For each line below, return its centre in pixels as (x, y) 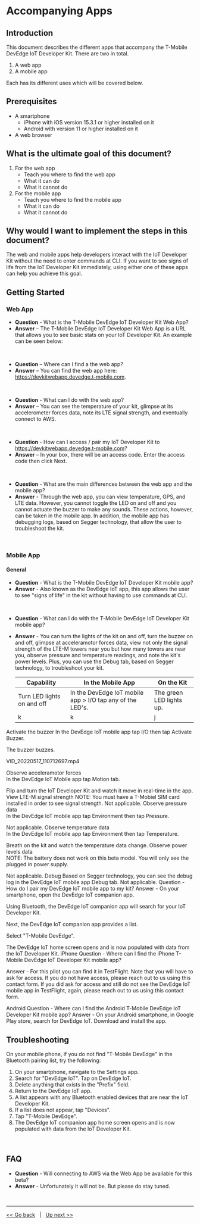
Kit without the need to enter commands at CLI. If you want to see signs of (97, 261)
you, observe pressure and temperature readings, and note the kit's (98, 655)
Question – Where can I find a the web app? (69, 364)
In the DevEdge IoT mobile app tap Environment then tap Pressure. (88, 816)
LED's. (79, 708)
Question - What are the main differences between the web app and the (103, 484)
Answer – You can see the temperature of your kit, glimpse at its (94, 407)
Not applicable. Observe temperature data (58, 828)
